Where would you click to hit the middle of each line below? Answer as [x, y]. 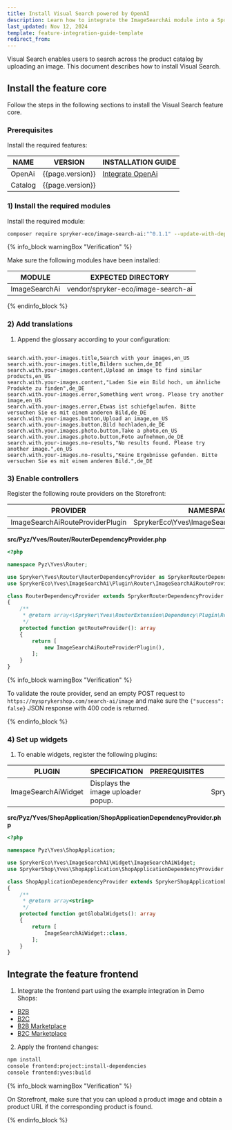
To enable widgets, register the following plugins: [87, 755]
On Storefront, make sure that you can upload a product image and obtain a [115, 1099]
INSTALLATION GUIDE [139, 162]
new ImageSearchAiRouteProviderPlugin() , [105, 647]
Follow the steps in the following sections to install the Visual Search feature [115, 105]
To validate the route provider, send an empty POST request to [96, 693]
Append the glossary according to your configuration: [94, 339]
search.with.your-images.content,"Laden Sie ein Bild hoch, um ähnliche [114, 382]
